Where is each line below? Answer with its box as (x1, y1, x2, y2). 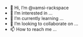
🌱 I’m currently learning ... (10, 15, 64, 21)
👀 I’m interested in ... (10, 10, 53, 16)
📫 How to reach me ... (10, 26, 57, 32)
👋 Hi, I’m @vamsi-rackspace (10, 5, 69, 10)
